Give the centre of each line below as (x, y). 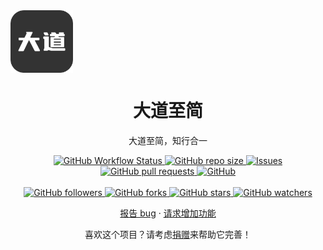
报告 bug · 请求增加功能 (168, 213)
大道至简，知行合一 (168, 140)
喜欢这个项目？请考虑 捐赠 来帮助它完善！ (168, 234)
